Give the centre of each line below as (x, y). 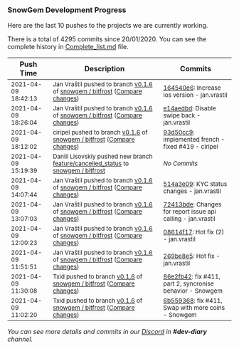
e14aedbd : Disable (190, 109)
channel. (20, 339)
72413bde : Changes (192, 205)
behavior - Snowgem (193, 291)
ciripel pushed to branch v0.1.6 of (100, 132)
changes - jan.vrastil (192, 191)
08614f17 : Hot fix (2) (194, 232)
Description (105, 69)
